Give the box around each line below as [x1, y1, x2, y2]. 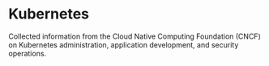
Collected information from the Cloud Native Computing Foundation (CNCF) [8, 31, 261, 41]
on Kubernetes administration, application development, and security [8, 39, 239, 49]
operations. [8, 48, 47, 58]
